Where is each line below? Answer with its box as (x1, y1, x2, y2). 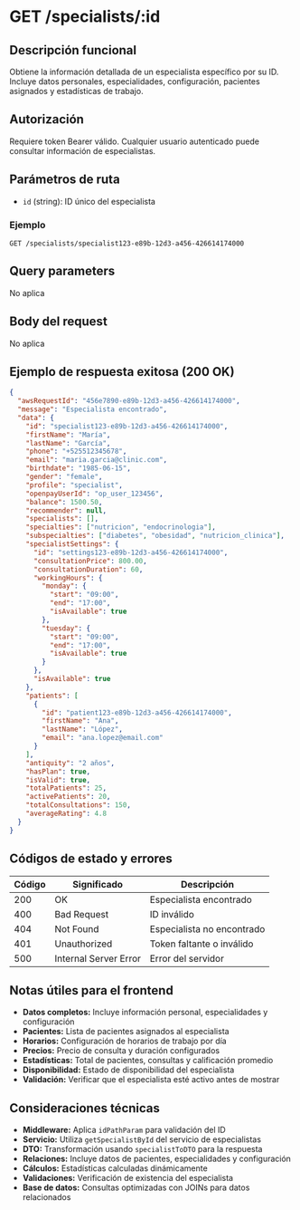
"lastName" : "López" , (42, 725, 124, 735)
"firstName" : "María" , (25, 430, 111, 439)
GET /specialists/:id (9, 6, 161, 27)
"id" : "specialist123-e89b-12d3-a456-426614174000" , (25, 421, 229, 431)
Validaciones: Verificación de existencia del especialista (22, 1173, 233, 1184)
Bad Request (54, 907, 109, 920)
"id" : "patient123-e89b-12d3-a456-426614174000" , (42, 708, 232, 717)
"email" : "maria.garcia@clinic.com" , (25, 456, 168, 465)
